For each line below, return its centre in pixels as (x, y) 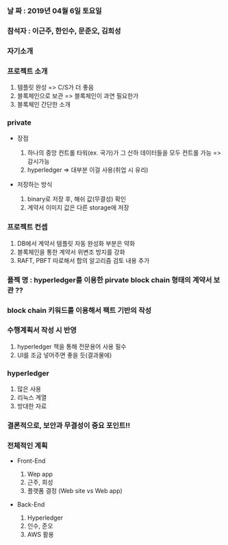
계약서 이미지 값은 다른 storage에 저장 (78, 207)
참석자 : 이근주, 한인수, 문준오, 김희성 (64, 31)
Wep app (40, 474)
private (20, 123)
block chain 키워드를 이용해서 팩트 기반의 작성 (79, 310)
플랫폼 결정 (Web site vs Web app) (75, 491)
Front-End (31, 461)
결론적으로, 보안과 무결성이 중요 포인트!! (69, 426)
